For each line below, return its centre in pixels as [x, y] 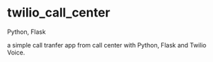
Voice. [16, 52]
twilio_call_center [59, 13]
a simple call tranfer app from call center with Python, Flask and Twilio [107, 45]
